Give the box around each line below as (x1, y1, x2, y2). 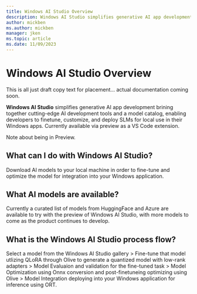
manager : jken (6, 31, 41, 36)
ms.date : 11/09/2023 (6, 42, 57, 48)
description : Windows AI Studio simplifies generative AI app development (6, 14, 193, 20)
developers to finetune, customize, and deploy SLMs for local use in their (6, 116, 183, 123)
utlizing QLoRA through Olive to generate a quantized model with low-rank (6, 256, 186, 263)
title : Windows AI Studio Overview (6, 8, 93, 15)
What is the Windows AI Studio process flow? (6, 234, 176, 244)
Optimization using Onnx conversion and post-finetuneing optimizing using (6, 269, 188, 276)
